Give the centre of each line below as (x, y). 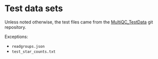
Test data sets (34, 9)
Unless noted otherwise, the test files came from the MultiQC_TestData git (79, 22)
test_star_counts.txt (33, 52)
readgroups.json (28, 46)
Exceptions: (16, 37)
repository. (15, 27)
